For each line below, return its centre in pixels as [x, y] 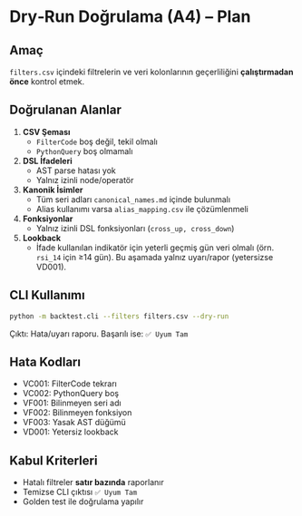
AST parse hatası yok [76, 170]
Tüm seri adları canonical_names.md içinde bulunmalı [133, 199]
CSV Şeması [46, 131]
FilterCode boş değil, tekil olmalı [97, 141]
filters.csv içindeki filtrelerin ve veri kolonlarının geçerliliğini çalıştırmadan [151, 72]
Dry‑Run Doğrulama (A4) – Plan [130, 17]
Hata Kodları [45, 361]
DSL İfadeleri [47, 161]
